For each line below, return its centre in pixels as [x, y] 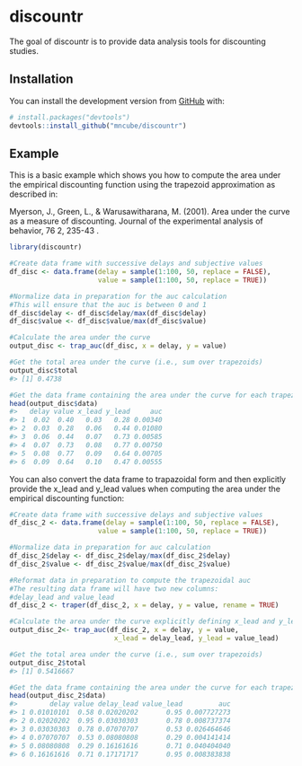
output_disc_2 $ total [48, 663]
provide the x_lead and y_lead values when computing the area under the [145, 489]
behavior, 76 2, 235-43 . [54, 231]
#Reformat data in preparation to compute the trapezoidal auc [130, 580]
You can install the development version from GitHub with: [117, 101]
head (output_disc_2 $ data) [58, 696]
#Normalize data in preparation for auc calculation [110, 548]
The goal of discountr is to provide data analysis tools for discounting [138, 41]
